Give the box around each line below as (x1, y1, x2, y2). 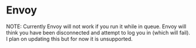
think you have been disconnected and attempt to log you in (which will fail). (6, 29, 191, 36)
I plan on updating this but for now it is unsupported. (6, 35, 133, 42)
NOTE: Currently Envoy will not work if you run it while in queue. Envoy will (6, 23, 187, 30)
